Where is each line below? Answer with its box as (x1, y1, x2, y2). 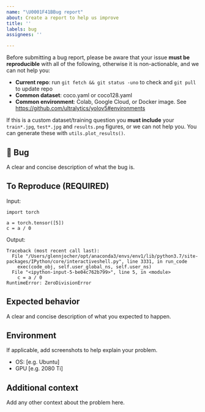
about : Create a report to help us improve (6, 15, 119, 21)
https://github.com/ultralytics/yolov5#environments (15, 105, 146, 112)
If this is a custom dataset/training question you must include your (6, 117, 174, 124)
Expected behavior (6, 296, 80, 307)
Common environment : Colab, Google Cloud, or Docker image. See (15, 98, 187, 106)
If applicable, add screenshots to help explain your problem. (6, 347, 158, 354)
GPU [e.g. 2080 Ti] (15, 365, 63, 372)
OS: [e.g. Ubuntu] (15, 358, 60, 366)
